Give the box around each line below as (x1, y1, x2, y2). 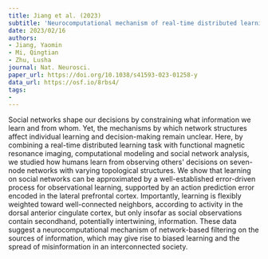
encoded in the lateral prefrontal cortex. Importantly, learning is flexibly (8, 191, 242, 201)
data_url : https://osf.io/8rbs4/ (8, 78, 120, 86)
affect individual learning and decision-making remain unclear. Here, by (8, 132, 243, 142)
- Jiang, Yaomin (8, 41, 62, 49)
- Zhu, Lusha (8, 57, 52, 65)
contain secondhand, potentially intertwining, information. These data (8, 217, 237, 226)
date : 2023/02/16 (8, 26, 66, 34)
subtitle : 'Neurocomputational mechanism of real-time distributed (8, 19, 238, 27)
